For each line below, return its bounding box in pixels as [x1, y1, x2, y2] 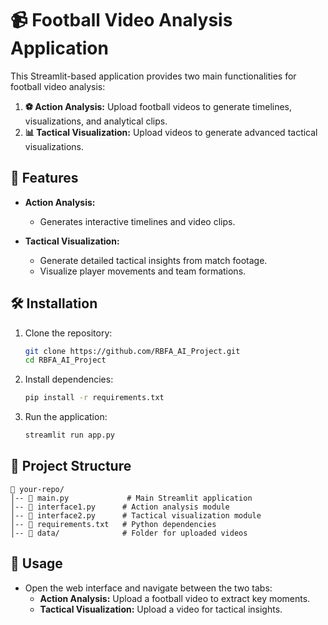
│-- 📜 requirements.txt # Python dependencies [10, 519, 217, 529]
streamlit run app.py [24, 430, 115, 441]
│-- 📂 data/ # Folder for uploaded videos [10, 528, 248, 538]
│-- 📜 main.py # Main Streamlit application [10, 493, 253, 503]
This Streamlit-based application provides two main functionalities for [10, 70, 297, 82]
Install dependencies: [24, 373, 114, 386]
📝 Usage [10, 555, 63, 572]
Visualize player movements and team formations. [39, 265, 247, 277]
